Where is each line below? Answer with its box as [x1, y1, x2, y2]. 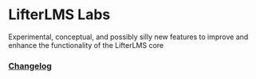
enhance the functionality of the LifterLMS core [8, 40, 164, 49]
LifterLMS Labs [8, 6, 111, 24]
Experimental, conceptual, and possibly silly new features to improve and [8, 32, 249, 41]
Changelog [8, 60, 52, 71]
